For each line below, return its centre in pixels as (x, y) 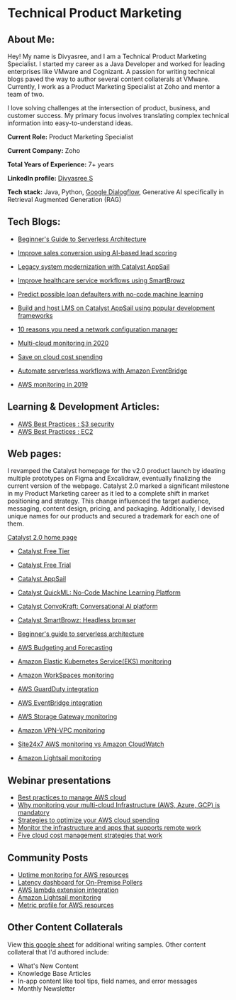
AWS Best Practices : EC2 (55, 431)
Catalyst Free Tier (44, 551)
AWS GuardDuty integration (58, 689)
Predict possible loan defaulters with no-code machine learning (110, 294)
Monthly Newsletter (46, 988)
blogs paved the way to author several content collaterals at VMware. (109, 79)
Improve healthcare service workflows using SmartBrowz (101, 280)
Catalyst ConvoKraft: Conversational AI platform (88, 607)
